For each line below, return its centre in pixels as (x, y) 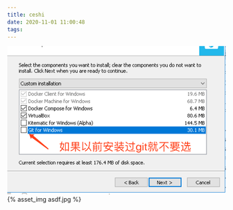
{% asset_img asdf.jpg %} (44, 200)
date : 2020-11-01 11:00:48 (46, 22)
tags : (15, 29)
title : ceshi (26, 15)
